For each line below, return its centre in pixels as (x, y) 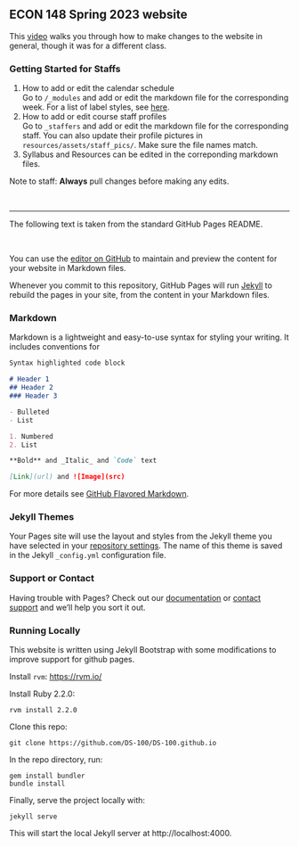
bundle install (37, 784)
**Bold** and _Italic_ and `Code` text (83, 461)
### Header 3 (33, 396)
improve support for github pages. (72, 660)
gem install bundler (48, 776)
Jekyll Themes (42, 517)
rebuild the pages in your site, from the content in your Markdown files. (139, 295)
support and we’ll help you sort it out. (77, 607)
